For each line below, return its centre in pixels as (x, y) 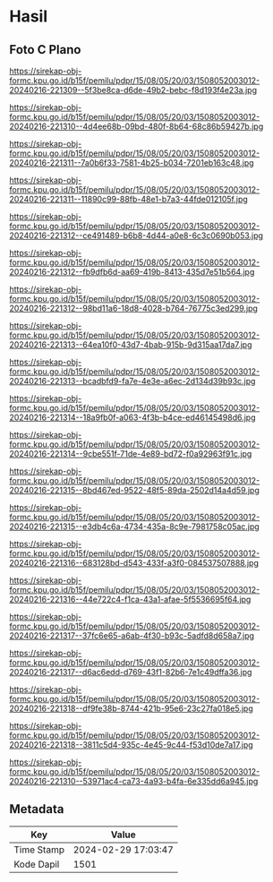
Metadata (37, 809)
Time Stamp (39, 850)
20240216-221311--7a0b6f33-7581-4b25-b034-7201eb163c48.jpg (132, 163)
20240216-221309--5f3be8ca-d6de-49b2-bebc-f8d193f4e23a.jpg (133, 90)
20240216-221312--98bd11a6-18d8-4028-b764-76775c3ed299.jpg (133, 308)
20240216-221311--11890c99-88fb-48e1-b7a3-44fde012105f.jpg (128, 199)
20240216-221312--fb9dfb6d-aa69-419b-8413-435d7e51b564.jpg (132, 272)
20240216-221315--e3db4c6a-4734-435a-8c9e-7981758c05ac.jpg (134, 527)
